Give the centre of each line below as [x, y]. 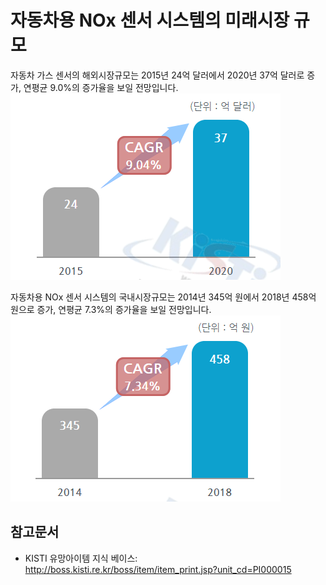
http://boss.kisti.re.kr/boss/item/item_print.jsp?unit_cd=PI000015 [158, 569]
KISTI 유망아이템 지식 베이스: [81, 558]
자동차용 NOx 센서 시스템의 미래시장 [150, 20]
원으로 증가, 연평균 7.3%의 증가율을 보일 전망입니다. [111, 309]
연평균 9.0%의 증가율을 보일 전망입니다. [101, 87]
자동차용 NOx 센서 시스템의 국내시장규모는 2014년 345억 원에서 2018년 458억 [163, 297]
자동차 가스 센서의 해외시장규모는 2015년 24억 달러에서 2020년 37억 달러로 [157, 75]
